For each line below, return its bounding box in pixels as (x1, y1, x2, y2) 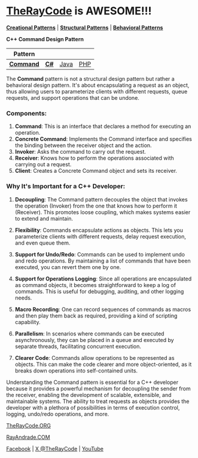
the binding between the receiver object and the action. (14, 142, 152, 149)
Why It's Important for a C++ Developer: (6, 182, 126, 191)
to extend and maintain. (14, 215, 74, 222)
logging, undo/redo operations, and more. (6, 410, 109, 417)
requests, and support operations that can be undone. (6, 94, 139, 101)
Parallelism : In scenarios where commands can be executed (14, 330, 165, 337)
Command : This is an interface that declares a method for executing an (14, 123, 191, 130)
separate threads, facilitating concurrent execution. (14, 343, 142, 350)
